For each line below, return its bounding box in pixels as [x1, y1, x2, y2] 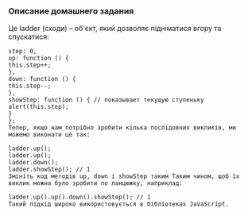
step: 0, [8, 48, 37, 56]
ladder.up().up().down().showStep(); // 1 [8, 193, 151, 202]
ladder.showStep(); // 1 [8, 165, 91, 174]
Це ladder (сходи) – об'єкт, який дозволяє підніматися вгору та [8, 24, 222, 33]
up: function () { [8, 54, 69, 63]
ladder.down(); [8, 159, 59, 167]
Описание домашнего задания [8, 6, 134, 17]
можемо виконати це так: [8, 131, 91, 139]
